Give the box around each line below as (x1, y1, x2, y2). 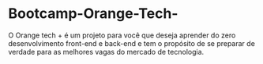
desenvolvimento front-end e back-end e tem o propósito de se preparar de (8, 38, 255, 48)
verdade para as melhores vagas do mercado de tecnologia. (8, 47, 205, 56)
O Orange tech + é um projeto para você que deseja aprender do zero (8, 30, 236, 40)
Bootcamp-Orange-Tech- (8, 5, 178, 23)
